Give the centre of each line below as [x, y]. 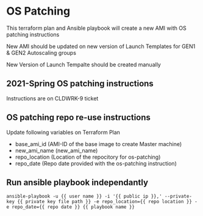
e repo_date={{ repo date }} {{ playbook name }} [71, 207]
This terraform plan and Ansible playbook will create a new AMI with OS [97, 28]
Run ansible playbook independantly [77, 182]
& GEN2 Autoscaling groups [41, 52]
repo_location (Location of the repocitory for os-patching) [88, 157]
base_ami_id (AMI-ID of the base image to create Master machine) [98, 144]
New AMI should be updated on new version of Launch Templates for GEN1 [101, 46]
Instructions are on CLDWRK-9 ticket [52, 98]
